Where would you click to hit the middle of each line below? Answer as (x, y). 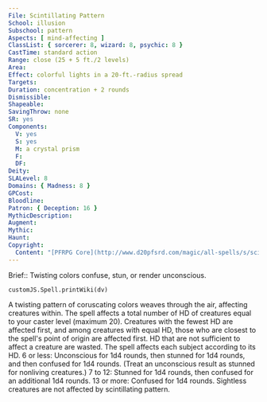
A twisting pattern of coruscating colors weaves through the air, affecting (128, 304)
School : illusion (37, 23)
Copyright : (26, 245)
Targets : (23, 82)
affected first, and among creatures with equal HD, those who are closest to (132, 330)
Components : (28, 127)
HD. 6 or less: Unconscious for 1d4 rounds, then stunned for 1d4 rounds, (127, 355)
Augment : (23, 223)
